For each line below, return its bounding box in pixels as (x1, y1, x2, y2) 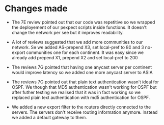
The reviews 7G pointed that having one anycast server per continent (11, 64, 152, 70)
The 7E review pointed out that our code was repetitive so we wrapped (11, 19, 155, 25)
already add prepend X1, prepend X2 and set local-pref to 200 (11, 54, 138, 60)
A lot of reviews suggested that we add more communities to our (11, 39, 143, 45)
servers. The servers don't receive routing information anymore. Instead (11, 109, 158, 115)
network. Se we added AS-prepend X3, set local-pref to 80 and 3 (11, 44, 144, 50)
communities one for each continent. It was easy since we (26, 50, 144, 55)
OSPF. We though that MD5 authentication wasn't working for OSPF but (11, 84, 157, 90)
